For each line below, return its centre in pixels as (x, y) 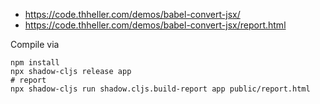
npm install (35, 63)
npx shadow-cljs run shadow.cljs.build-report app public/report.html (160, 89)
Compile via (35, 44)
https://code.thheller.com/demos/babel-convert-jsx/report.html (155, 25)
